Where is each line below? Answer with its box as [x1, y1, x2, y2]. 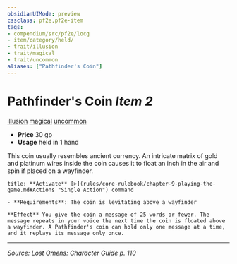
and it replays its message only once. [7, 229, 125, 236]
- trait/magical [7, 50, 55, 57]
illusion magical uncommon [7, 116, 87, 125]
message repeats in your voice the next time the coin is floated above [7, 217, 226, 224]
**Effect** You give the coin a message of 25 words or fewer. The [7, 211, 210, 218]
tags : [7, 23, 23, 30]
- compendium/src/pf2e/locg [7, 30, 90, 37]
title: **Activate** [7, 180, 68, 187]
